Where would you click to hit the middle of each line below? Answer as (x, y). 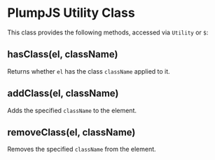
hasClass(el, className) (63, 54)
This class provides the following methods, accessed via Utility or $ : (108, 32)
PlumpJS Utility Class (71, 13)
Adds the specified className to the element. (72, 110)
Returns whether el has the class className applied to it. (89, 71)
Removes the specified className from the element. (82, 149)
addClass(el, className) (63, 94)
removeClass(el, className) (71, 132)
